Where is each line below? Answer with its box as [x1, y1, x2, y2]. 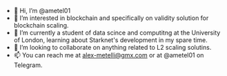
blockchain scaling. [13, 21, 69, 29]
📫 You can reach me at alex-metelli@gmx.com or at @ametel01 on [13, 51, 204, 59]
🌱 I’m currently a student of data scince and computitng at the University [13, 28, 221, 37]
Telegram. [13, 61, 43, 69]
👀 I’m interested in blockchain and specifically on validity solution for [13, 14, 209, 22]
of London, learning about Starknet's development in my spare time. [13, 36, 208, 44]
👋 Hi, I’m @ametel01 [13, 7, 71, 15]
